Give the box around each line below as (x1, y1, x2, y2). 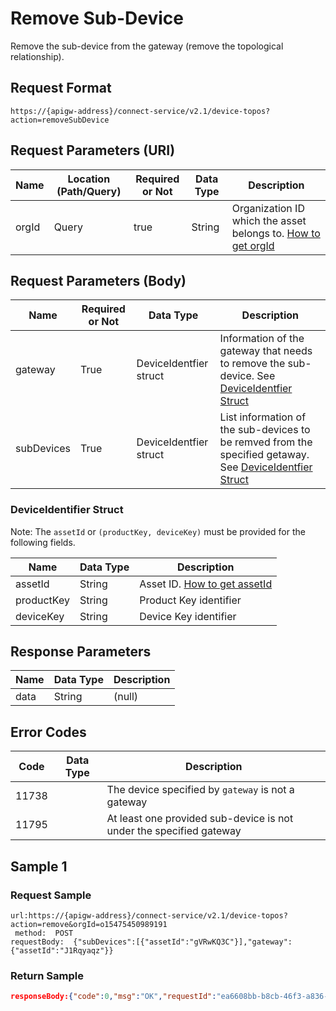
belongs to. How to (231, 226, 321, 240)
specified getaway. (219, 448, 310, 462)
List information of (219, 410, 307, 424)
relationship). (10, 50, 65, 62)
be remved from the (219, 435, 313, 449)
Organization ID (231, 201, 305, 215)
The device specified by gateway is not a (106, 783, 295, 797)
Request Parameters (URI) (10, 142, 176, 159)
